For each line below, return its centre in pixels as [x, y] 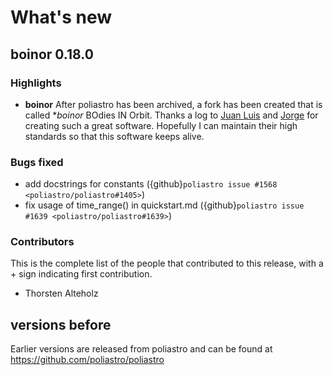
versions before [61, 324]
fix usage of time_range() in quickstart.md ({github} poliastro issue [164, 205]
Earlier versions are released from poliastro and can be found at [141, 349]
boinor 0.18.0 [52, 54]
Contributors [42, 242]
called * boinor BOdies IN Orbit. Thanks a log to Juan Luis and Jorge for [171, 115]
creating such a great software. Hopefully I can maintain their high [161, 125]
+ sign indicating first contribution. [81, 274]
